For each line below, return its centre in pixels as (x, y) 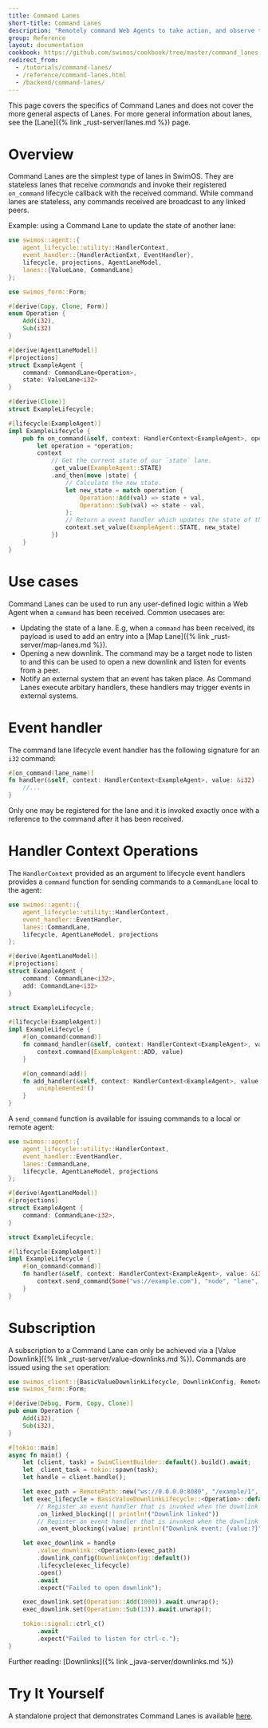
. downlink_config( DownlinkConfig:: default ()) (114, 1558)
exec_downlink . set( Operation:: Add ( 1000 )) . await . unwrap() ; (121, 1602)
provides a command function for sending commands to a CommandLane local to (133, 882)
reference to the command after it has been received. (96, 819)
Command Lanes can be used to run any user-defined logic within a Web (128, 604)
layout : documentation (46, 45)
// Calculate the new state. (113, 483)
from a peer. (40, 670)
